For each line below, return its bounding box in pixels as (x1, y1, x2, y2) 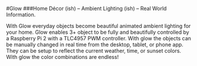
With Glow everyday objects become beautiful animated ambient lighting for (6, 23, 191, 29)
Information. (6, 11, 36, 18)
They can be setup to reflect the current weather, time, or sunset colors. (6, 47, 182, 54)
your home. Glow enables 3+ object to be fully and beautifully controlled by (6, 29, 190, 36)
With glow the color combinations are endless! (6, 54, 119, 60)
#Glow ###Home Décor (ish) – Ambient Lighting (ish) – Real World (6, 5, 167, 12)
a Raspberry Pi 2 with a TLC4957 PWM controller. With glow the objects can (6, 35, 192, 41)
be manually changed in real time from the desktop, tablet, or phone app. (6, 41, 184, 48)
